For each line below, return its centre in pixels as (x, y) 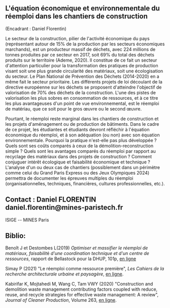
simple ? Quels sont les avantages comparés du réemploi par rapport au (81, 151)
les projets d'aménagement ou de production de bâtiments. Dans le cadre (82, 124)
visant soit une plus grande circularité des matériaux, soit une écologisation (84, 71)
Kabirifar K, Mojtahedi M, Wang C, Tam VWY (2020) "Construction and (79, 284)
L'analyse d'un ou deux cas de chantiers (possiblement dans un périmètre (83, 167)
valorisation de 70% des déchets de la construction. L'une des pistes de (81, 92)
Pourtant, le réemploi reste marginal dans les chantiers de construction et (82, 119)
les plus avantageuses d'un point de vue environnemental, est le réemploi (82, 103)
